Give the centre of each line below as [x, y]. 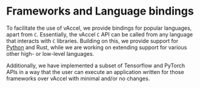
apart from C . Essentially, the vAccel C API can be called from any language [100, 34]
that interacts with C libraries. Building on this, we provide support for [92, 41]
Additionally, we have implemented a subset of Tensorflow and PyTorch [96, 66]
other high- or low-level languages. [50, 53]
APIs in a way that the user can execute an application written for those [95, 72]
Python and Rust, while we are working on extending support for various [97, 47]
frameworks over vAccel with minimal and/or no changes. [78, 78]
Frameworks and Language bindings [100, 11]
